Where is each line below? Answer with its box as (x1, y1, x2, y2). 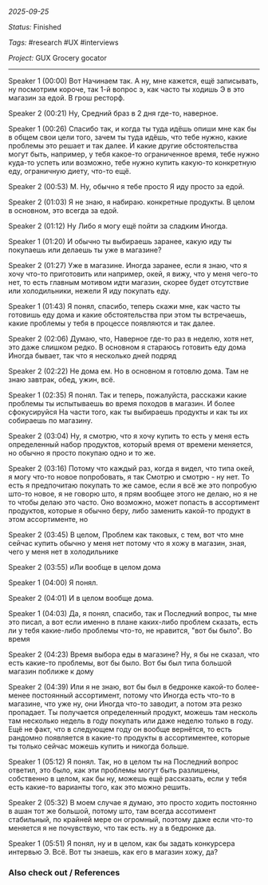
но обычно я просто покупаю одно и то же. (8, 448, 156, 457)
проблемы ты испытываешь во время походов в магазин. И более (8, 399, 235, 408)
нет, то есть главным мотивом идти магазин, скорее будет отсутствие (8, 278, 249, 286)
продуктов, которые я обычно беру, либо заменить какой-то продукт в (8, 506, 251, 516)
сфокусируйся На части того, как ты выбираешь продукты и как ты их (8, 407, 249, 417)
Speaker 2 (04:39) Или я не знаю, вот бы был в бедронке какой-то (8, 682, 234, 691)
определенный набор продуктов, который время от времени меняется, (8, 440, 254, 449)
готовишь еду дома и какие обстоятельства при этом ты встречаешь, (8, 310, 247, 319)
